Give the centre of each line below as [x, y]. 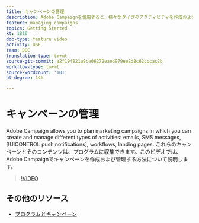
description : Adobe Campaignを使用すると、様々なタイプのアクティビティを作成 [94, 17]
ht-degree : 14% [25, 78]
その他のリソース [37, 198]
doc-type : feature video [37, 39]
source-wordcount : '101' [37, 72]
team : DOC [18, 50]
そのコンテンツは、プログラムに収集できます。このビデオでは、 [104, 152]
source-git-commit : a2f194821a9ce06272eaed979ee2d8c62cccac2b [84, 61]
